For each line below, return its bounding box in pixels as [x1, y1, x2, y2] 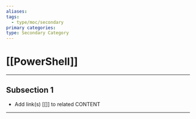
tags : [6, 14, 19, 20]
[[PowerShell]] [6, 55, 78, 68]
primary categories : [6, 24, 57, 31]
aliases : [6, 8, 27, 15]
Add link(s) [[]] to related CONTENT [14, 100, 101, 107]
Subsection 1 [6, 85, 54, 95]
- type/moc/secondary [11, 19, 64, 25]
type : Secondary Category [6, 30, 69, 36]
